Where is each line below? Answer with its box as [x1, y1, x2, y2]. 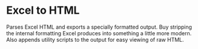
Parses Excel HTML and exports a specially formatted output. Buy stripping [6, 23, 192, 30]
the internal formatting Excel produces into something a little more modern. [6, 29, 192, 36]
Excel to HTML [6, 4, 80, 17]
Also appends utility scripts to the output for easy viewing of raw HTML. [6, 36, 184, 43]
